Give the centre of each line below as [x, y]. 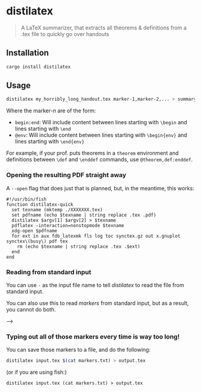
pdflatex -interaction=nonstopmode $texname [68, 225]
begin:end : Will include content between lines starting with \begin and [101, 122]
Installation [28, 53]
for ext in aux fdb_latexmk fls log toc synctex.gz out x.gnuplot [96, 236]
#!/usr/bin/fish [26, 199]
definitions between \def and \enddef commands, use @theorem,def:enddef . [100, 160]
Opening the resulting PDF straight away [66, 175]
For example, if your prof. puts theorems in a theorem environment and [92, 153]
